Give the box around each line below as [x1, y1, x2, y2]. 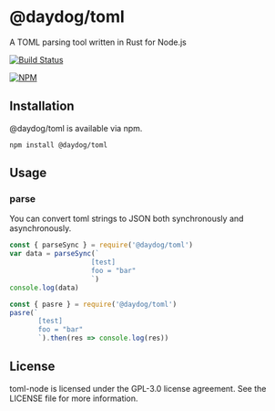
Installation [9, 99, 75, 114]
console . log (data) [9, 283, 79, 292]
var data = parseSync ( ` [9, 249, 100, 258]
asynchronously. [9, 223, 72, 234]
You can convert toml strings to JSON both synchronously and [9, 213, 244, 225]
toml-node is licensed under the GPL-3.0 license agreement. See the [9, 383, 267, 394]
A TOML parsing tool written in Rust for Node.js [9, 37, 187, 47]
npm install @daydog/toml [9, 140, 107, 150]
